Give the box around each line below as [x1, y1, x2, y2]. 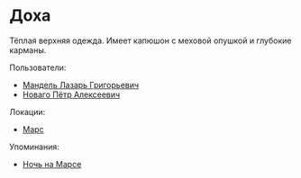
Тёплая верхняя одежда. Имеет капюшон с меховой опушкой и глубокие [9, 35, 292, 46]
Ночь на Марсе [22, 158, 82, 169]
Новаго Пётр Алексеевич [22, 89, 121, 100]
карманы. [9, 44, 47, 55]
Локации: [9, 106, 46, 117]
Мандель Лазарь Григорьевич [22, 79, 140, 90]
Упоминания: [9, 141, 60, 152]
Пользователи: [9, 62, 67, 73]
